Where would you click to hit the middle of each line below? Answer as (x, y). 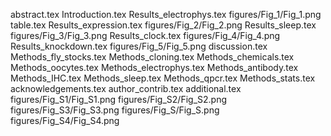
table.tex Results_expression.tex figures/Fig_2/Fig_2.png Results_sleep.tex (163, 25)
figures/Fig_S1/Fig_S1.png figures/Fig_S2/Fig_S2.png (118, 99)
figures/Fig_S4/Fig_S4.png (65, 120)
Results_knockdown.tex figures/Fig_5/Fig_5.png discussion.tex (139, 46)
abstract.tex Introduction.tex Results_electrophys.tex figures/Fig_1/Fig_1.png (166, 14)
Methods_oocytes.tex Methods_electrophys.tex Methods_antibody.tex (154, 67)
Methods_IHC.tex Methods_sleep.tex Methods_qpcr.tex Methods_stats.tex (163, 78)
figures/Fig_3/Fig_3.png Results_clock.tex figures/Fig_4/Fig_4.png (145, 35)
